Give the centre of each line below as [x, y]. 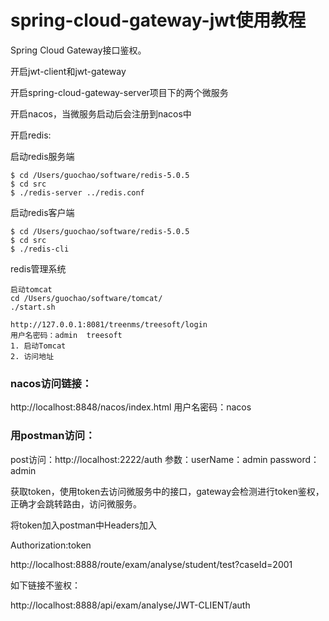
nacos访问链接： [51, 383]
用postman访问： [53, 436]
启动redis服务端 [42, 156]
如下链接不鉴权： [45, 585]
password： [294, 459]
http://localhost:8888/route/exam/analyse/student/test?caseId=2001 [151, 564]
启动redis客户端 [42, 212]
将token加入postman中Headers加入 [83, 525]
